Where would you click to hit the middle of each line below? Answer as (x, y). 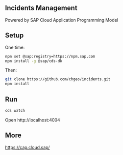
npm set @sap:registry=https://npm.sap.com (50, 56)
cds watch (15, 110)
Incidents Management (41, 8)
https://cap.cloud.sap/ (27, 147)
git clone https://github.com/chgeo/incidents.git (58, 79)
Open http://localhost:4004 (33, 120)
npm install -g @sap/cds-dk (34, 61)
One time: (15, 47)
